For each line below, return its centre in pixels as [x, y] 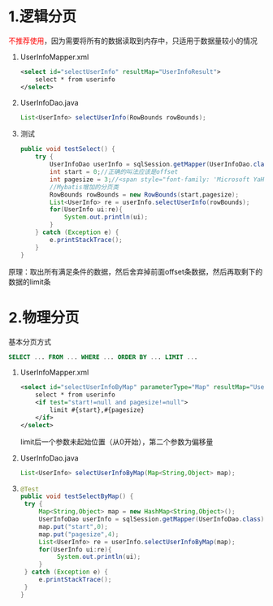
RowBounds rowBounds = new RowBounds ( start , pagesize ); [145, 195]
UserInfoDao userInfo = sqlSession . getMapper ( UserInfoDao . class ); [153, 519]
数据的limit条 [30, 282]
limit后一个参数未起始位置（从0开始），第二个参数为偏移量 [117, 442]
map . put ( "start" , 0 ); [73, 526]
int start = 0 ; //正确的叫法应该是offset [114, 172]
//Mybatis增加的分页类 [84, 187]
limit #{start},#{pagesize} [97, 410]
